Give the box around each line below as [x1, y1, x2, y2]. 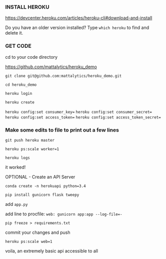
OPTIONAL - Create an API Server [5, 174, 75, 180]
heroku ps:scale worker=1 [5, 147, 59, 152]
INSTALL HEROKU [5, 4, 49, 11]
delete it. [5, 30, 23, 36]
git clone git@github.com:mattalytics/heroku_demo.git [5, 73, 122, 78]
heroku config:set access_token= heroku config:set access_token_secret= [5, 114, 161, 120]
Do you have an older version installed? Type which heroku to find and [5, 25, 149, 31]
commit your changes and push [5, 229, 70, 235]
